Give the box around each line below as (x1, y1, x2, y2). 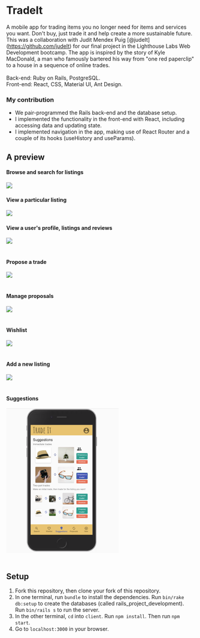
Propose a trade (6, 258, 47, 265)
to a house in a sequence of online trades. (6, 61, 110, 69)
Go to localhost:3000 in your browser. (14, 625, 109, 632)
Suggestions (6, 394, 39, 402)
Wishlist (6, 327, 28, 334)
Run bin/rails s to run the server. (14, 606, 100, 613)
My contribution (6, 95, 54, 104)
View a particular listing (6, 196, 67, 203)
